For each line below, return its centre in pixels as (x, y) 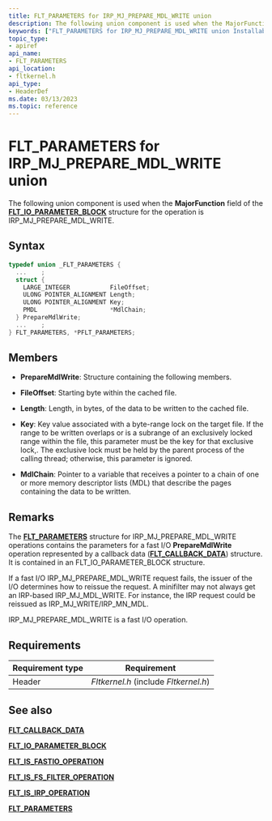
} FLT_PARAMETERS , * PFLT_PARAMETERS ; (72, 332)
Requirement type (48, 668)
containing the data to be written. (75, 492)
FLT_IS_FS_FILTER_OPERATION (62, 777)
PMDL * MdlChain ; (85, 310)
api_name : (25, 53)
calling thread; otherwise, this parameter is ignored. (106, 459)
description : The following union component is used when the (115, 24)
